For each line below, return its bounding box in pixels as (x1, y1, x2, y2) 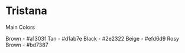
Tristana (5, 4, 48, 18)
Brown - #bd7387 (5, 41, 48, 48)
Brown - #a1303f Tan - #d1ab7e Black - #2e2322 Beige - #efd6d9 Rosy (5, 35, 180, 42)
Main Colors (5, 24, 35, 31)
